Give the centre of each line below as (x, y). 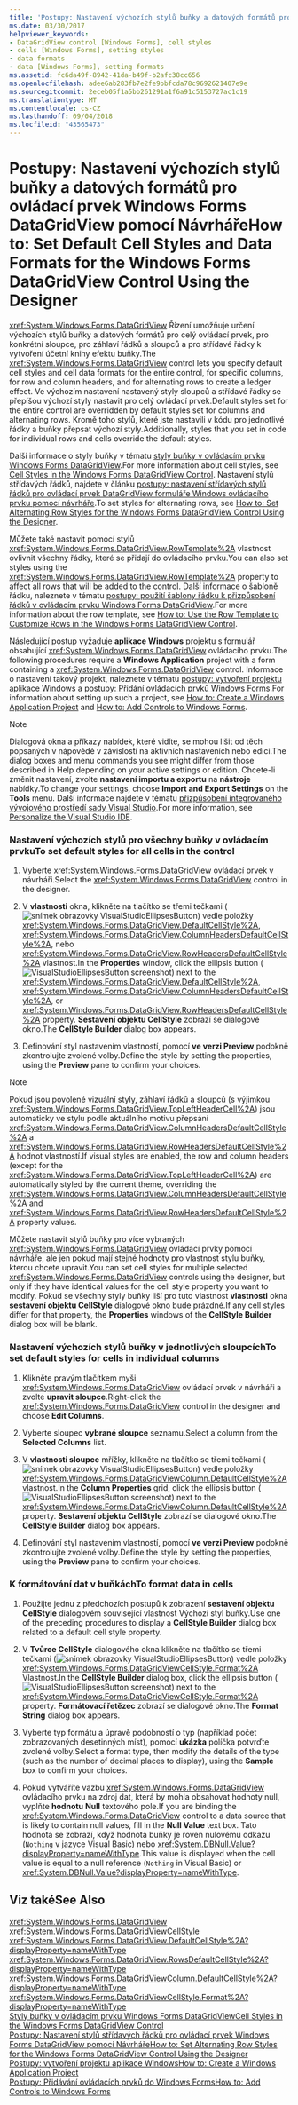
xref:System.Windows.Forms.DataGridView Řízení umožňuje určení (132, 325)
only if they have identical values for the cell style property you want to (139, 1286)
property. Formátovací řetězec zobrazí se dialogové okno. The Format (150, 1705)
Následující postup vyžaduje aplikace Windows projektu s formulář (132, 641)
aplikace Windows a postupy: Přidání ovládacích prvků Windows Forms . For (147, 688)
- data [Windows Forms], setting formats (87, 67)
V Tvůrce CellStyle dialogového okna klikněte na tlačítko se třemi (141, 1649)
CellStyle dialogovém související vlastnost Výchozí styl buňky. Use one (151, 1613)
